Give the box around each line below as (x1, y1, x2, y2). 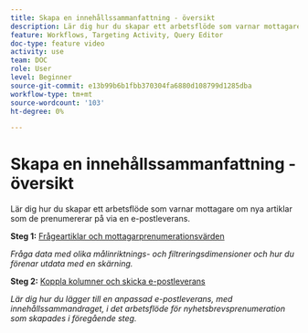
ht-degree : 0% (10, 107, 65, 116)
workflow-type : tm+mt (10, 89, 93, 99)
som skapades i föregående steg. (10, 313, 137, 324)
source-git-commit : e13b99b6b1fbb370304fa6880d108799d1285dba (10, 81, 252, 90)
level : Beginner (10, 73, 72, 82)
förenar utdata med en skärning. (10, 258, 133, 269)
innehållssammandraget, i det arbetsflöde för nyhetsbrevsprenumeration (10, 303, 286, 315)
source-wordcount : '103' (10, 98, 105, 108)
